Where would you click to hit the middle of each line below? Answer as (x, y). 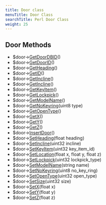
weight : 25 (17, 24)
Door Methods (28, 45)
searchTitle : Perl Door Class (37, 19)
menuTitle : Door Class (29, 15)
